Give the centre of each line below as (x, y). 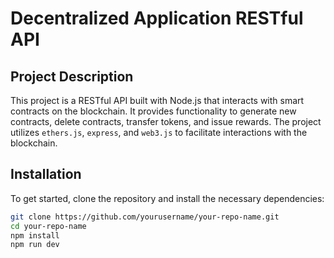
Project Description (72, 76)
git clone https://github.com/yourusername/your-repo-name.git (145, 217)
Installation (46, 174)
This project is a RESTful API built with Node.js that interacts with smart (157, 100)
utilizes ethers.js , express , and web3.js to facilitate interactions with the (159, 132)
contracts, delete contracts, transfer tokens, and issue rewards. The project (166, 121)
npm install (35, 235)
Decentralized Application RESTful (157, 18)
